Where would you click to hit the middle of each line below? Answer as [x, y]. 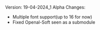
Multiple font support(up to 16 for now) [52, 17]
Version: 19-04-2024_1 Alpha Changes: [45, 7]
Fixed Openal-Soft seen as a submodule [54, 22]
